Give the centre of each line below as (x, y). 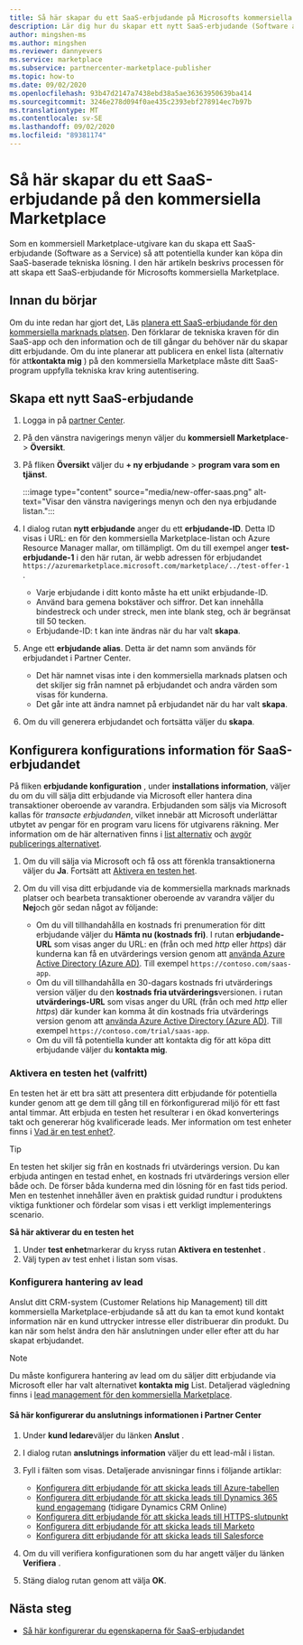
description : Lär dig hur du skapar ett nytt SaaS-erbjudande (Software (149, 26)
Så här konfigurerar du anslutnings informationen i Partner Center (135, 1416)
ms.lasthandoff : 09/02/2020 (62, 127)
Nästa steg (41, 1609)
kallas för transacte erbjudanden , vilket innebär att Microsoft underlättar (143, 815)
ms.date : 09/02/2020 (48, 85)
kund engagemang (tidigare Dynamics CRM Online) (131, 1507)
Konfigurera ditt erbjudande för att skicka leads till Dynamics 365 (156, 1498)
